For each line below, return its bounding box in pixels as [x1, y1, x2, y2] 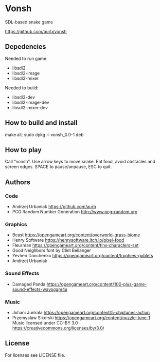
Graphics [5, 221, 27, 228]
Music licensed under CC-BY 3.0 [12, 320, 78, 325]
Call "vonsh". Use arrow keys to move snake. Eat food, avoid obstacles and [5, 159, 156, 165]
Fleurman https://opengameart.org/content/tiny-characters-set [12, 242, 139, 248]
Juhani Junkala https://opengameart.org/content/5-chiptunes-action [12, 309, 150, 315]
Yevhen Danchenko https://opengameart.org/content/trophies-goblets [12, 253, 153, 259]
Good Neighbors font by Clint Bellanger [12, 248, 91, 253]
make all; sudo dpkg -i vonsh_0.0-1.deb [5, 132, 84, 137]
